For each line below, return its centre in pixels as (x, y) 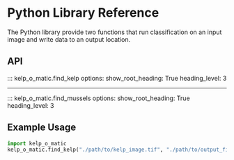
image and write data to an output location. (69, 39)
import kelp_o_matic (37, 143)
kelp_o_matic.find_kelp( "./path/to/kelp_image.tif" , (85, 150)
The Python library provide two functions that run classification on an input (115, 32)
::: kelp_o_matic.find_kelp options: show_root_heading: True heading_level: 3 (117, 78)
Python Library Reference (83, 13)
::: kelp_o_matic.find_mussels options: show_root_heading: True (99, 98)
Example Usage (42, 128)
